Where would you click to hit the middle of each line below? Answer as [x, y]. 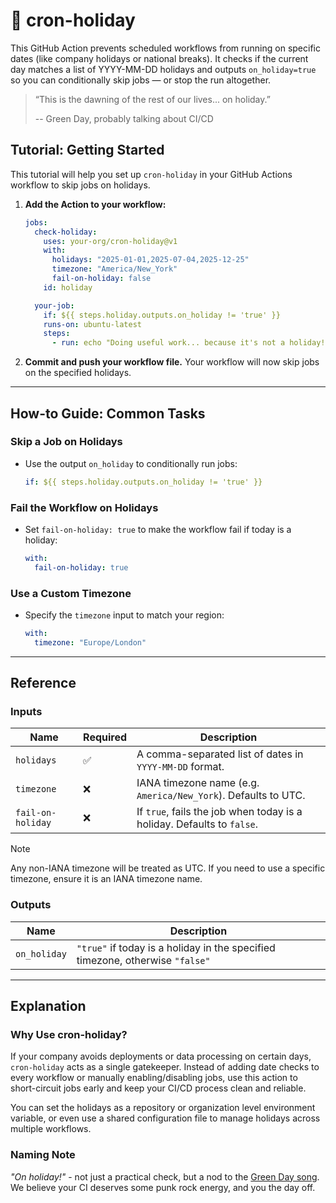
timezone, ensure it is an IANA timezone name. [106, 879]
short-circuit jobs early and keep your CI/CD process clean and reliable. [158, 1088]
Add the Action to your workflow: [95, 204]
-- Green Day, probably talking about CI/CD [124, 118]
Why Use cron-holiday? [69, 1035]
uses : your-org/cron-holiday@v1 [110, 241]
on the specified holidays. [78, 373]
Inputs [26, 712]
